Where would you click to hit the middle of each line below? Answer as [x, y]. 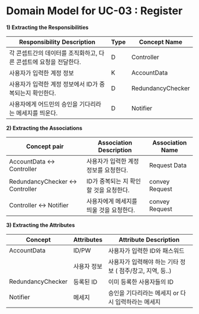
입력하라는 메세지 [138, 302]
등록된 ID [85, 281]
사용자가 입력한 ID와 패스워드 [146, 251]
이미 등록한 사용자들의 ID [141, 281]
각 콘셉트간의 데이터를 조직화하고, [53, 53]
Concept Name [161, 41]
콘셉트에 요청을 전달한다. [49, 62]
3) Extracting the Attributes [41, 225]
